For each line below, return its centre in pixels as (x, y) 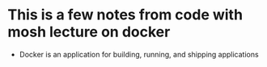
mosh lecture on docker (89, 32)
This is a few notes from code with (125, 15)
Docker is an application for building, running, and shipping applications (139, 54)
